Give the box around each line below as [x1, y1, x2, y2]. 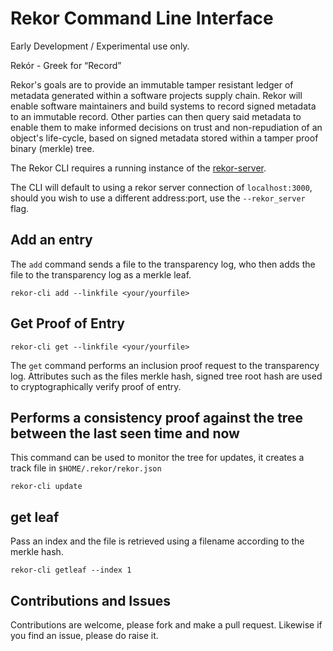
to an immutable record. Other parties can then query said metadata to [10, 110, 302, 122]
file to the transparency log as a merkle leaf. [10, 268, 192, 281]
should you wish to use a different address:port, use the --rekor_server [10, 192, 306, 204]
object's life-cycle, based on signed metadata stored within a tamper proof [10, 132, 319, 144]
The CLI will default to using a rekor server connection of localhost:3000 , [10, 181, 313, 193]
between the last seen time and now [10, 425, 240, 442]
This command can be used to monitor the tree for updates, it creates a [10, 452, 305, 464]
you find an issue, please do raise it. [10, 630, 159, 641]
